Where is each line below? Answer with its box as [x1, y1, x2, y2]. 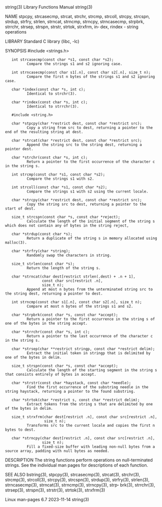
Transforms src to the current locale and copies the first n [26, 423, 155, 428]
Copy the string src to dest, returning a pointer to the [26, 202, 146, 207]
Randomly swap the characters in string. [26, 253, 112, 258]
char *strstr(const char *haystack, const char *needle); [11, 381, 131, 385]
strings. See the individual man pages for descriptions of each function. [5, 462, 148, 468]
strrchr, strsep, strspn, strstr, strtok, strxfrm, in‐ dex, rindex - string [5, 24, 139, 30]
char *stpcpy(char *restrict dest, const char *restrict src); [11, 121, 142, 126]
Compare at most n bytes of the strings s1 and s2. [26, 304, 133, 309]
